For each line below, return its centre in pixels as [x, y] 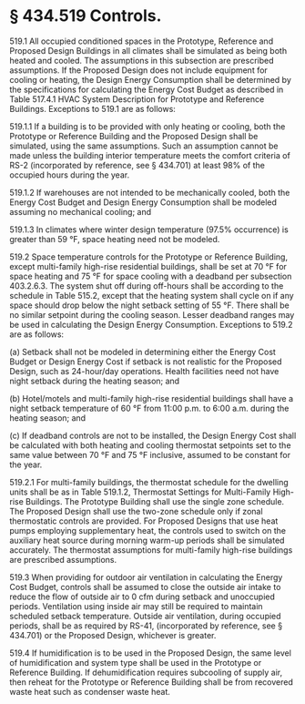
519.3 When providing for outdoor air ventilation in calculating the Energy [146, 577]
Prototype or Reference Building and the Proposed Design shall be [134, 136]
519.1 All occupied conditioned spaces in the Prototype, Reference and [142, 41]
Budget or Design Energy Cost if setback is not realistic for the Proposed [146, 362]
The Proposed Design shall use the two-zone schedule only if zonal [136, 511]
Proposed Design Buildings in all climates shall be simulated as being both [148, 50]
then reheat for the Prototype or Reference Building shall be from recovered [151, 682]
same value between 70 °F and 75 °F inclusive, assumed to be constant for [150, 454]
